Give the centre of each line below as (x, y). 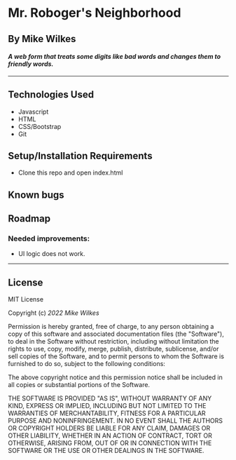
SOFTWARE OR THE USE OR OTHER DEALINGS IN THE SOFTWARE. (106, 451)
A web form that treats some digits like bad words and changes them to (114, 57)
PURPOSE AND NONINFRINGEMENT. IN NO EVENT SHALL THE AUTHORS (116, 421)
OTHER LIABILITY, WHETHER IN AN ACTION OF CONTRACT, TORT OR (110, 435)
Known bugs (36, 195)
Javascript (33, 111)
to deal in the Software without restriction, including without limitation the (113, 341)
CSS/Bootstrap (40, 126)
